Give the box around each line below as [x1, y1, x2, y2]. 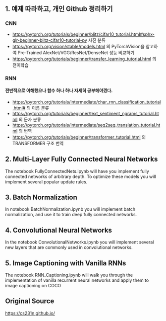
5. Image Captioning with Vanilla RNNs [5, 259, 126, 267]
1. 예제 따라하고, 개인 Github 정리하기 [5, 4, 113, 13]
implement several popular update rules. [5, 178, 88, 185]
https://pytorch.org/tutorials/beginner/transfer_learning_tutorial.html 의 [12, 56, 157, 62]
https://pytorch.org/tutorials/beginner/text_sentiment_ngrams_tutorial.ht [12, 110, 160, 116]
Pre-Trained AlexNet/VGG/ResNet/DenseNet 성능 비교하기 [17, 49, 135, 56]
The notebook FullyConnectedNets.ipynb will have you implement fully [5, 168, 150, 174]
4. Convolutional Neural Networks [5, 226, 112, 235]
